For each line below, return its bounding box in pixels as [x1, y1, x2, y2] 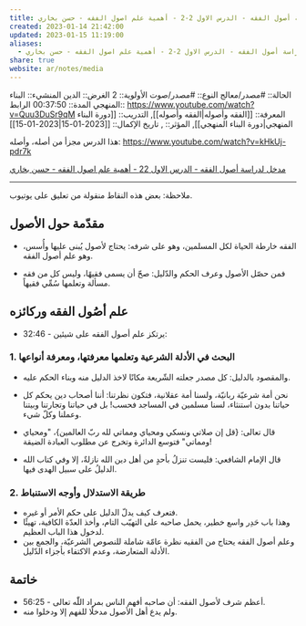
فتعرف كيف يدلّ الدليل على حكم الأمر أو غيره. [22, 507, 178, 518]
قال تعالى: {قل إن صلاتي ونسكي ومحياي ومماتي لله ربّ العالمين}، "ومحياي [22, 426, 276, 437]
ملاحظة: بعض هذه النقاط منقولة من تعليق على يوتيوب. [9, 189, 193, 201]
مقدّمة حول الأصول [9, 216, 105, 232]
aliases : [9, 38, 43, 48]
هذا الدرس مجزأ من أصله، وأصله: [9, 136, 121, 147]
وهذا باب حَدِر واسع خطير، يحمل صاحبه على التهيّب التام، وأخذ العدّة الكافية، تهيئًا [22, 516, 291, 527]
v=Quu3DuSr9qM [9, 109, 76, 120]
